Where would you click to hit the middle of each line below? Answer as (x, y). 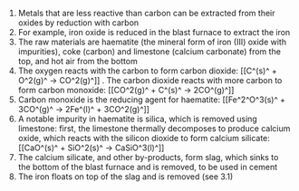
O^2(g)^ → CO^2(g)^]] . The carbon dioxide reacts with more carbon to (150, 80)
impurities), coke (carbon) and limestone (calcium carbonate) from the (149, 52)
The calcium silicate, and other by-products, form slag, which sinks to (148, 157)
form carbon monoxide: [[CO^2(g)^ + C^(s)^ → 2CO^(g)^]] (126, 90)
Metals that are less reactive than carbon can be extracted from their (146, 13)
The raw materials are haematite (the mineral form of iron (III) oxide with (152, 42)
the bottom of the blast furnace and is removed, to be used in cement (148, 167)
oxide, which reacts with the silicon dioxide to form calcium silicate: (144, 138)
